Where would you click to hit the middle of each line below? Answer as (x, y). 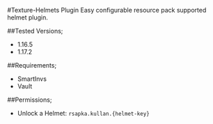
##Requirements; (32, 65)
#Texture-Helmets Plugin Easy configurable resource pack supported (107, 10)
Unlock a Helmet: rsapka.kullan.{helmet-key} (83, 113)
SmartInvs (32, 79)
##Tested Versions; (35, 31)
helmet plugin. (28, 17)
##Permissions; (30, 100)
